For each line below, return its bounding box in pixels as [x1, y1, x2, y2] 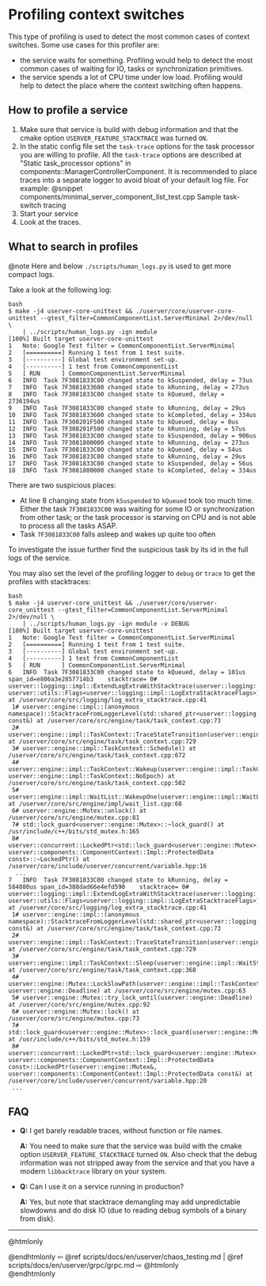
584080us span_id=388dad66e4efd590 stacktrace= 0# [8, 882, 190, 891]
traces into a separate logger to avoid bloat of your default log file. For [19, 175, 249, 184]
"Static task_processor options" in [19, 158, 131, 168]
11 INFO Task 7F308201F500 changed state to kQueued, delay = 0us [8, 418, 239, 426]
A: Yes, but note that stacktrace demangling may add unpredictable [19, 1197, 241, 1207]
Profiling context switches [8, 6, 184, 24]
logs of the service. [8, 552, 71, 563]
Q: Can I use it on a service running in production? [19, 1182, 184, 1192]
